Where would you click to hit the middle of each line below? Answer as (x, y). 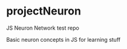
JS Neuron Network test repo (43, 28)
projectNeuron (44, 11)
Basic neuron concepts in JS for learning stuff (63, 39)
